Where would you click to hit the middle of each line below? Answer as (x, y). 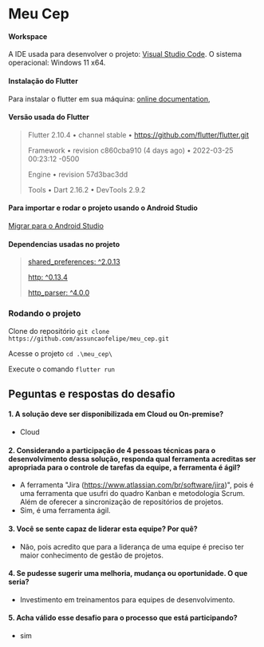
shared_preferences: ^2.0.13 (74, 262)
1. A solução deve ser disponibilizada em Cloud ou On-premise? (116, 414)
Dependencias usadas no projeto (64, 244)
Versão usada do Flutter (49, 117)
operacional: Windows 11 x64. (57, 63)
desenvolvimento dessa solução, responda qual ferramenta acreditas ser (132, 458)
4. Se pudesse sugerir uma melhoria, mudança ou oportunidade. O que (128, 574)
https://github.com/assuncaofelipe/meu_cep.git (89, 339)
